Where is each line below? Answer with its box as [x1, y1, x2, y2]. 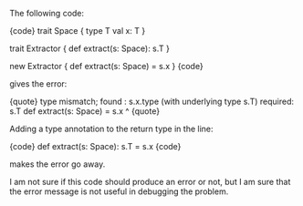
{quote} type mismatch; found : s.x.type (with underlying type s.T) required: [9, 96, 295, 107]
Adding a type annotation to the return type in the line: [9, 123, 214, 134]
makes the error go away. [9, 159, 106, 170]
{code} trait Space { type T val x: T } [9, 26, 146, 36]
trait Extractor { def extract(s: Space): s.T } [9, 43, 171, 54]
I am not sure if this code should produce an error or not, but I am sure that [9, 177, 291, 187]
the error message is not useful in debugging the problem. [9, 186, 229, 197]
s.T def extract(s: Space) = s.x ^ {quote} [9, 106, 161, 117]
